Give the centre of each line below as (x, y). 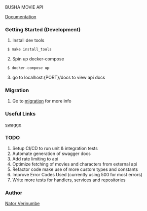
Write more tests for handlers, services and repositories (69, 180)
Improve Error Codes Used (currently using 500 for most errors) (77, 174)
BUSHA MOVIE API (24, 7)
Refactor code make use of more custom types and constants (75, 169)
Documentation (21, 17)
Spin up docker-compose (38, 59)
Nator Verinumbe (22, 204)
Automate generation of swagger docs (52, 154)
